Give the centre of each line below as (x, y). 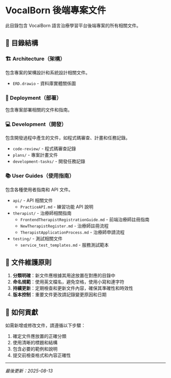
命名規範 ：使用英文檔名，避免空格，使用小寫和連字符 (68, 282)
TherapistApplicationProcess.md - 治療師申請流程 (72, 232)
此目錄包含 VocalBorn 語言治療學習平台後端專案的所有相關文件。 (73, 25)
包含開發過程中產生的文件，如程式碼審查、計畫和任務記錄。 (68, 138)
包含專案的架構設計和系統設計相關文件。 (48, 72)
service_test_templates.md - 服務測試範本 (64, 245)
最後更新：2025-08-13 (29, 371)
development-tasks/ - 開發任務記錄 (49, 161)
